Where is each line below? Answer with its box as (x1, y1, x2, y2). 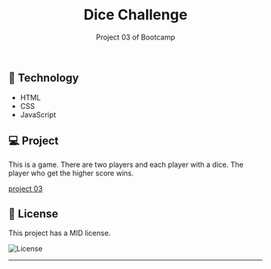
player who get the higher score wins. (8, 168, 135, 178)
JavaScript (19, 110, 56, 119)
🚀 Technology (8, 71, 79, 85)
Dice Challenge (83, 6, 188, 24)
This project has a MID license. (8, 228, 111, 238)
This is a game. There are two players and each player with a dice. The (8, 159, 244, 169)
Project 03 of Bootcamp (95, 32, 176, 42)
